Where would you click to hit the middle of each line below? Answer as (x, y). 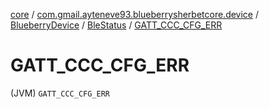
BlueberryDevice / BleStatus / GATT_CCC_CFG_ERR (116, 25)
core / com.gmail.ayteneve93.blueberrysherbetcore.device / (135, 14)
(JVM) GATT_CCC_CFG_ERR (60, 93)
